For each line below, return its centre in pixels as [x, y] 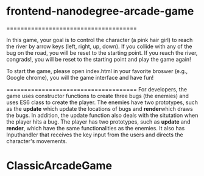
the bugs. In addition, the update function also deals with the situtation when [102, 115]
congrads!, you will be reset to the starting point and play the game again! [99, 59]
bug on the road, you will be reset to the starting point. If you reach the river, [102, 52]
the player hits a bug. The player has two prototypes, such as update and [98, 121]
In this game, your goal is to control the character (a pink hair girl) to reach [100, 40]
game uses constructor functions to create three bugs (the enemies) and [97, 96]
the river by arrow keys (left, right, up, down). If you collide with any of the [99, 46]
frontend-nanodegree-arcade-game [100, 11]
